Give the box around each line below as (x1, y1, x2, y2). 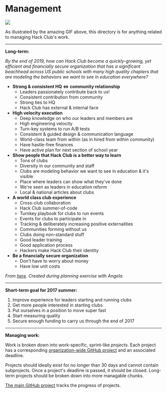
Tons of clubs (19, 157, 48, 163)
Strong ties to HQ (19, 99, 56, 105)
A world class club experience (12, 195, 77, 200)
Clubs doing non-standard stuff (19, 231, 84, 237)
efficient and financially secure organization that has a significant (5, 63, 141, 69)
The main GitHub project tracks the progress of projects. (5, 382, 121, 388)
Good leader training (19, 237, 62, 243)
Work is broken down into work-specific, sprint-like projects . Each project (5, 342, 156, 348)
